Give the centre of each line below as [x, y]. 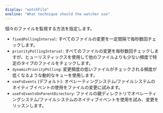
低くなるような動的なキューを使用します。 [55, 75]
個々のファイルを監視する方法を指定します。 [50, 28]
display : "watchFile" [27, 9]
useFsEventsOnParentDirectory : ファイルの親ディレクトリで [72, 93]
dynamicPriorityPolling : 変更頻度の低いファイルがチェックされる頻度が [84, 69]
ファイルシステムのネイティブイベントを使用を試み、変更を [99, 99]
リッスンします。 [29, 105]
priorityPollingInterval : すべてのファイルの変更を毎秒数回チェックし [83, 51]
